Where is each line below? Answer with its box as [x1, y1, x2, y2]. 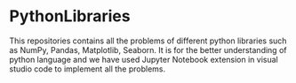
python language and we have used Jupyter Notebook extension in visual [9, 54, 278, 64]
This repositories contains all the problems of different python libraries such [9, 35, 287, 46]
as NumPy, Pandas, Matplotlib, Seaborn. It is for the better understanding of [9, 44, 287, 55]
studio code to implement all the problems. [9, 64, 166, 74]
